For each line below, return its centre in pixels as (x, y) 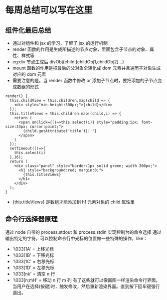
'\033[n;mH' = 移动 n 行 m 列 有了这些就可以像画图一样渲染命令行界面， (86, 280)
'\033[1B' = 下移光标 (33, 255)
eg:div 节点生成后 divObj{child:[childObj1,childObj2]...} (68, 62)
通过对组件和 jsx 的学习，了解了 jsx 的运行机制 (60, 43)
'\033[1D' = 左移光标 (33, 268)
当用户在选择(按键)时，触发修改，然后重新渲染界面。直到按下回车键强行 (86, 286)
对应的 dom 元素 (29, 74)
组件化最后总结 (28, 30)
